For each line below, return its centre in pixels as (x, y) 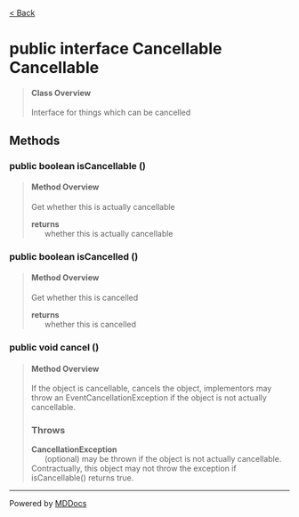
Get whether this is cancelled (85, 298)
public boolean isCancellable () (78, 166)
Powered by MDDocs (48, 504)
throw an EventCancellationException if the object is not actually (149, 398)
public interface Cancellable (116, 49)
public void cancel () (54, 347)
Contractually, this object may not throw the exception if (134, 469)
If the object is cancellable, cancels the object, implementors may (151, 388)
